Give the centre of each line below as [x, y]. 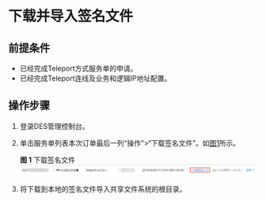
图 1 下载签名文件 [47, 160]
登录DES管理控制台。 [54, 126]
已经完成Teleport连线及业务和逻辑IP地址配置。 [95, 78]
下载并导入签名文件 [71, 16]
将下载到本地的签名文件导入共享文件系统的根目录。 [103, 189]
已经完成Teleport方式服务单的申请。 [78, 68]
